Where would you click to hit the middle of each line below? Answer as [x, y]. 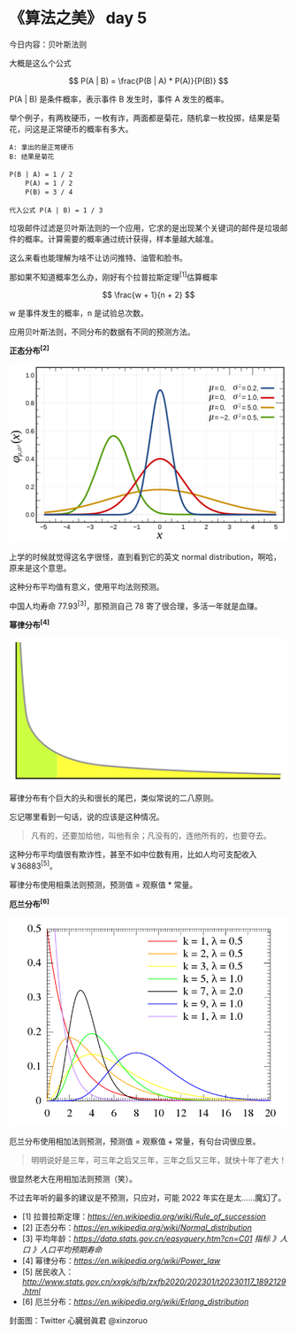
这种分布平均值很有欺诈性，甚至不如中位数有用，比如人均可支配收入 [133, 855]
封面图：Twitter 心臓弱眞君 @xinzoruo [79, 1320]
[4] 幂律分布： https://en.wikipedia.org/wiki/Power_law [121, 1261]
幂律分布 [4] [30, 625]
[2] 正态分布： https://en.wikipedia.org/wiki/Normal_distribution [137, 1227]
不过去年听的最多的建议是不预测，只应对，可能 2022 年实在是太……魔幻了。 [148, 1197]
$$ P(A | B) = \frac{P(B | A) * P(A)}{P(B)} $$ [148, 80]
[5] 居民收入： [48, 1271]
